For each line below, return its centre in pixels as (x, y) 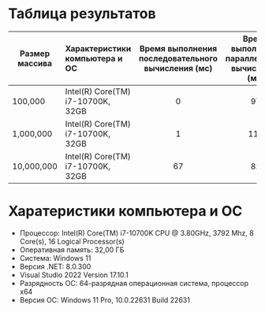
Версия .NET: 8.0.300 (55, 266)
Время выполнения (178, 48)
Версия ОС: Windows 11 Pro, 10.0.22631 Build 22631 (105, 299)
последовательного (178, 58)
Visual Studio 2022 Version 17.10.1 (74, 275)
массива (35, 63)
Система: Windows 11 (55, 258)
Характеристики (98, 48)
